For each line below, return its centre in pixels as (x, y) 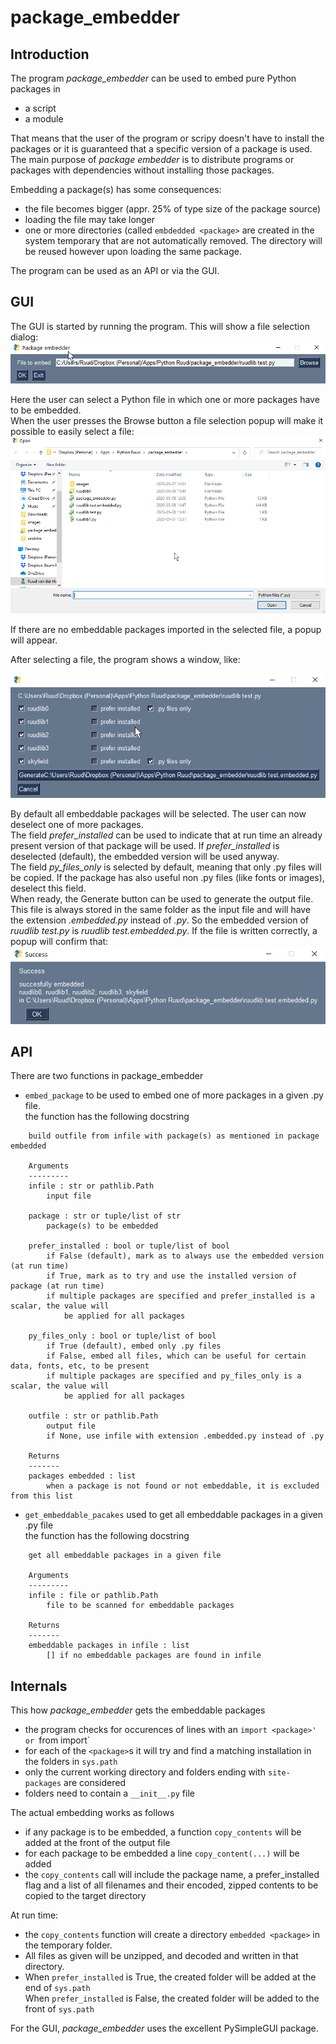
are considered (94, 1783)
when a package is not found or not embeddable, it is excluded (183, 1486)
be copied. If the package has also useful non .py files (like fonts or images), (167, 877)
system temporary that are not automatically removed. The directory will (173, 240)
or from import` (57, 1740)
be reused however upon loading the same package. (133, 251)
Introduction (50, 54)
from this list (42, 1496)
